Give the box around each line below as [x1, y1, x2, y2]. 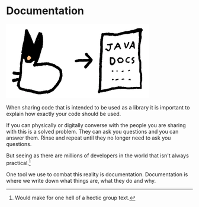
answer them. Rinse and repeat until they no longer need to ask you [6, 134, 171, 141]
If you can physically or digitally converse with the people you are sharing [6, 121, 187, 128]
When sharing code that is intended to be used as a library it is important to [6, 103, 190, 111]
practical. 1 [6, 158, 31, 166]
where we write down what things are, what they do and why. [6, 177, 156, 184]
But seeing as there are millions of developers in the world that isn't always [6, 152, 190, 159]
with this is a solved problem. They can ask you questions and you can [6, 128, 179, 135]
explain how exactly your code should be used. [6, 110, 121, 117]
